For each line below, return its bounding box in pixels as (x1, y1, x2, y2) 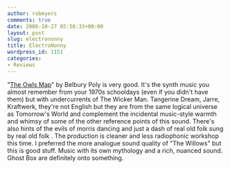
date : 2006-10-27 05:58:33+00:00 (7, 23, 104, 30)
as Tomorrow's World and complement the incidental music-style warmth (7, 110, 217, 118)
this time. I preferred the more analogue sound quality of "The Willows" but (7, 139, 222, 147)
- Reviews (7, 61, 36, 68)
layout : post (7, 29, 45, 37)
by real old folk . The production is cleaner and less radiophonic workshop (7, 132, 220, 140)
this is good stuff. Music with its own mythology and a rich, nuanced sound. (7, 146, 223, 155)
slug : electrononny (7, 36, 64, 43)
